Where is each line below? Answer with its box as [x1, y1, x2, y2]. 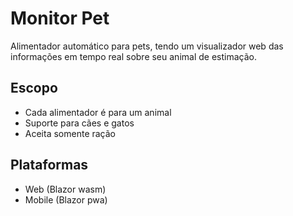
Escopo [10, 80, 58, 97]
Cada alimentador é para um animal [24, 106, 172, 118]
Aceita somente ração [24, 127, 117, 139]
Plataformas [10, 157, 89, 174]
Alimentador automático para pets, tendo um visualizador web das [10, 40, 284, 52]
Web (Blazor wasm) [24, 183, 107, 195]
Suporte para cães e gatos [24, 117, 135, 129]
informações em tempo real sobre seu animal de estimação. [10, 50, 257, 62]
